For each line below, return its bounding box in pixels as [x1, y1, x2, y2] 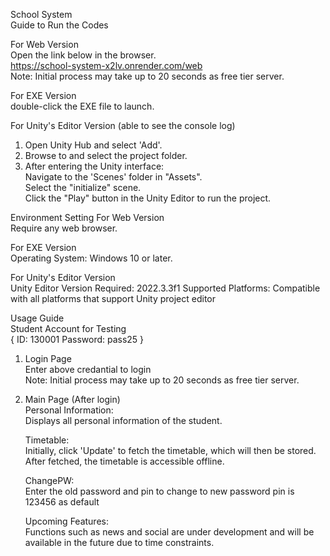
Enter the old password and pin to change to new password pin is [24, 485, 295, 497]
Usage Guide [10, 312, 65, 324]
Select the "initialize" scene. [24, 182, 142, 193]
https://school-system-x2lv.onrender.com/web [10, 60, 203, 71]
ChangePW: [24, 475, 75, 486]
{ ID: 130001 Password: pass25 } [10, 334, 145, 345]
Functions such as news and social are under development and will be [24, 526, 315, 538]
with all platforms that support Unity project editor [10, 293, 217, 304]
